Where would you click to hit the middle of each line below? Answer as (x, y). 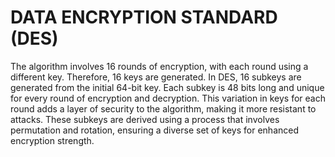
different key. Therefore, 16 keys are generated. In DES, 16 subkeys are (156, 77)
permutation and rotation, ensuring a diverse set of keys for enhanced (155, 130)
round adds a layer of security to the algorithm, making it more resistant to (163, 108)
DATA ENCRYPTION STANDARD (144, 17)
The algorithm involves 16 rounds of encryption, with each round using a (159, 66)
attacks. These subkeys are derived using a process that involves (145, 119)
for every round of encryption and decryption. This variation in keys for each (168, 98)
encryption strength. (52, 140)
